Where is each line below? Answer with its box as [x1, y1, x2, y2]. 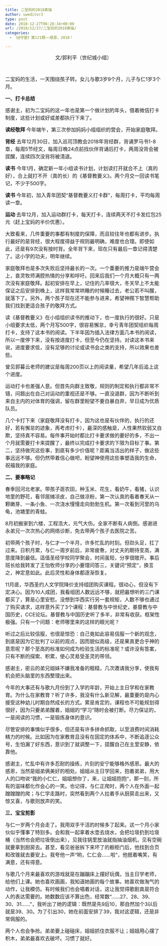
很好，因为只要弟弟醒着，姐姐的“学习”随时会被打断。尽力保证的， [5, 706, 159, 713]
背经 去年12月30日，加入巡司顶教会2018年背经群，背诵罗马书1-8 [5, 138, 156, 145]
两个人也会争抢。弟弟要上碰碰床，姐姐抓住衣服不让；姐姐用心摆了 [5, 927, 160, 934]
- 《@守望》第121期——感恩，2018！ [9, 35, 74, 40]
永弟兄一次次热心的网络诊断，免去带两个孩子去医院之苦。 [5, 527, 140, 534]
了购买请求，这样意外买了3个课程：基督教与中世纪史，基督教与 [5, 604, 153, 611]
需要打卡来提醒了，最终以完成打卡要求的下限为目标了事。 [20, 439, 155, 446]
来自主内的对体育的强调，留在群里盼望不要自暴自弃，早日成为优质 [5, 397, 160, 404]
